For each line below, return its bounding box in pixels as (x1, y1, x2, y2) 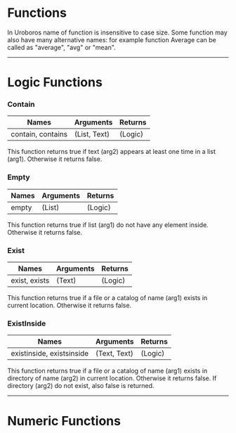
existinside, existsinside (11, 349, 89, 358)
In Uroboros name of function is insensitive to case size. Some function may (7, 28, 228, 37)
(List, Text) (74, 129, 110, 139)
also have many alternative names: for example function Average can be (7, 35, 216, 44)
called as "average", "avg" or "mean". (7, 43, 116, 51)
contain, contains (11, 129, 68, 139)
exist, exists (11, 276, 50, 285)
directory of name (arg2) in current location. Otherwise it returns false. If (7, 374, 217, 382)
